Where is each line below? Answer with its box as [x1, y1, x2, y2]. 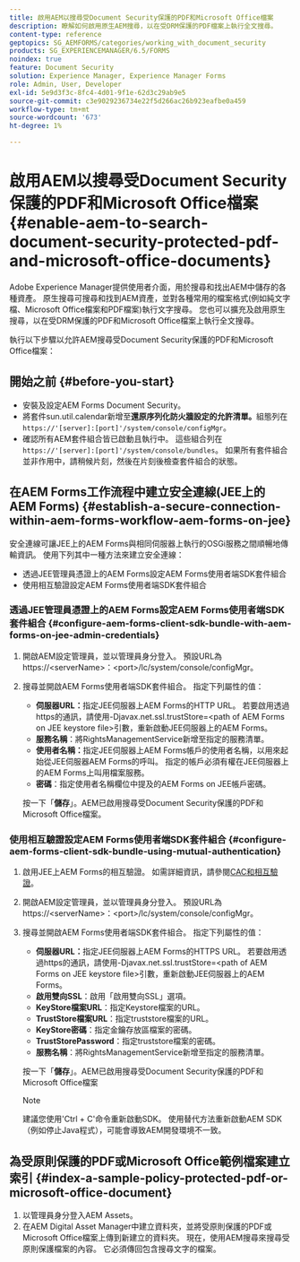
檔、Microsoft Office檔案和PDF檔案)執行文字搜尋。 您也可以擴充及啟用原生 [9, 304, 286, 315]
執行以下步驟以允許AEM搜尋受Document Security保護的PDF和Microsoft [9, 333, 274, 345]
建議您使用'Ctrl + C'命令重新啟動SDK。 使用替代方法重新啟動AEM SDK [21, 1113, 282, 1125]
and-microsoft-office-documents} [9, 251, 271, 272]
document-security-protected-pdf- [9, 232, 279, 252]
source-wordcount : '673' [9, 113, 102, 122]
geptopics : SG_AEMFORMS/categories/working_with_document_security [9, 38, 267, 48]
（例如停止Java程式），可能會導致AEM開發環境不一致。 [21, 1125, 227, 1136]
